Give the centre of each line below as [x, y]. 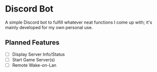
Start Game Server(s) [33, 59]
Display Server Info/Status [38, 54]
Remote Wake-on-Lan [34, 65]
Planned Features [32, 43]
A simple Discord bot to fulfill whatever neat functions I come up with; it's [79, 22]
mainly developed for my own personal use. [49, 27]
